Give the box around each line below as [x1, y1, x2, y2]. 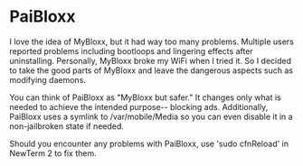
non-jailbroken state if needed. [9, 120, 125, 132]
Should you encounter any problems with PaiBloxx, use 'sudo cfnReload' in [9, 138, 289, 149]
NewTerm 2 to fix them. [9, 147, 97, 159]
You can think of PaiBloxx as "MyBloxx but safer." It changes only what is [9, 92, 282, 103]
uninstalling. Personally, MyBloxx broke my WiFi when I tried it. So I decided [9, 55, 292, 66]
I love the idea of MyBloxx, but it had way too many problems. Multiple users [9, 36, 294, 47]
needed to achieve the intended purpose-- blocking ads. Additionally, [9, 101, 269, 112]
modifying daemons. [9, 74, 86, 85]
